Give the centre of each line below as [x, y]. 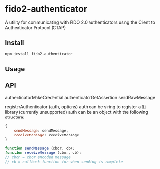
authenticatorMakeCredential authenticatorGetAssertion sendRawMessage [80, 97]
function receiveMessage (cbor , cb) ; [43, 153]
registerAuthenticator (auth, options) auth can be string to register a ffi [75, 107]
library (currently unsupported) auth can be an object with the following [77, 112]
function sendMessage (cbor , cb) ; [40, 148]
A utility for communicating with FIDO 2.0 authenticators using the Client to [80, 22]
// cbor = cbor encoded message [38, 157]
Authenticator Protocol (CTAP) [36, 27]
